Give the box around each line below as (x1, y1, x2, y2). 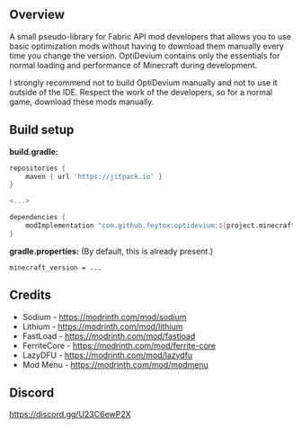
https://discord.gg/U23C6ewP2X (9, 409, 132, 420)
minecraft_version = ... (9, 263, 102, 272)
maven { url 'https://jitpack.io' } (25, 172, 164, 181)
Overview (9, 7, 66, 22)
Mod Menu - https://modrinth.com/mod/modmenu (22, 359, 209, 370)
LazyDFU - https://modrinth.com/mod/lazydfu (22, 350, 193, 361)
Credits (9, 288, 52, 303)
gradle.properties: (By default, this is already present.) (9, 245, 214, 256)
